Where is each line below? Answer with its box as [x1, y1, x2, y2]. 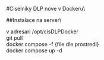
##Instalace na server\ [6, 17, 62, 23]
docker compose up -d [6, 47, 62, 54]
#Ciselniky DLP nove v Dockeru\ [6, 5, 85, 12]
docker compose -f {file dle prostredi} [6, 41, 99, 48]
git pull [6, 34, 23, 41]
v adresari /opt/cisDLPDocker [6, 28, 79, 35]
